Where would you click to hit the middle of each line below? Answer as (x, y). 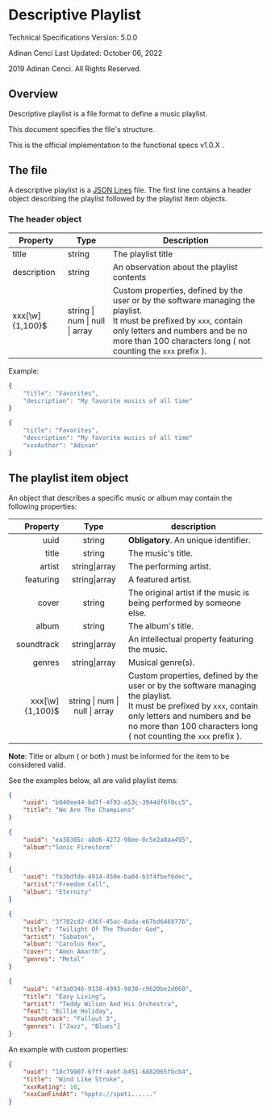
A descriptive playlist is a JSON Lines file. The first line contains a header (130, 190)
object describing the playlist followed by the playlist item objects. (118, 198)
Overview (33, 94)
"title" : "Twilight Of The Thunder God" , (93, 929)
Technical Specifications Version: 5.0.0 (73, 37)
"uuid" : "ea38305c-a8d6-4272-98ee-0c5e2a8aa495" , (108, 840)
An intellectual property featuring (191, 639)
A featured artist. (160, 579)
